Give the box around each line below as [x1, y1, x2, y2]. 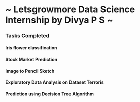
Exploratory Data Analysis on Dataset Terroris [5, 79, 104, 85]
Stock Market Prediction [5, 57, 57, 63]
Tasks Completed [5, 32, 50, 39]
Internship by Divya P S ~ [5, 14, 113, 26]
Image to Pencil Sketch [5, 68, 55, 74]
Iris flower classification [5, 44, 57, 51]
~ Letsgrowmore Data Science [5, 4, 135, 15]
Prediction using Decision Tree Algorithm [5, 91, 94, 97]
